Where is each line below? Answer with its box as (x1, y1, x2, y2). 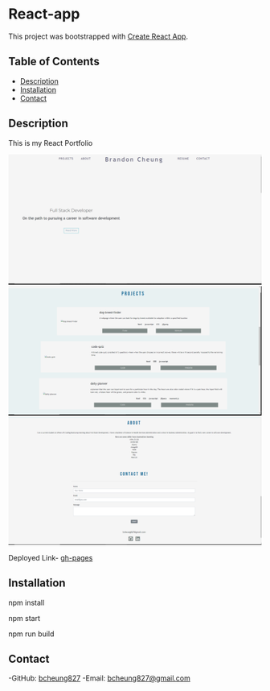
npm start (8, 613, 41, 623)
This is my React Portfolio (8, 138, 93, 147)
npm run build (8, 629, 55, 639)
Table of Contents (8, 55, 100, 68)
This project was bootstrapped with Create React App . (8, 31, 189, 41)
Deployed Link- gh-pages (8, 552, 93, 562)
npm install (8, 598, 45, 607)
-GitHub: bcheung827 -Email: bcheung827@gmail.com (8, 673, 191, 683)
